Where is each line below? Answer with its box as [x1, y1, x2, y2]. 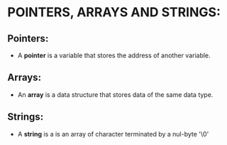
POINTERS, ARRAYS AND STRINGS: [7, 4, 221, 21]
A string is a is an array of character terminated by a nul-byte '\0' [17, 129, 209, 138]
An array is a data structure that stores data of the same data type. [17, 90, 214, 99]
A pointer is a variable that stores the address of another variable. [17, 51, 211, 59]
